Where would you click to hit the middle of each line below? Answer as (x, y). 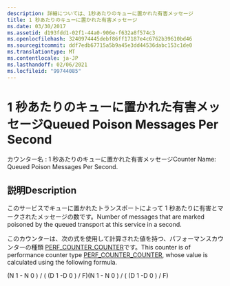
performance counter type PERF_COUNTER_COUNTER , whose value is (107, 255)
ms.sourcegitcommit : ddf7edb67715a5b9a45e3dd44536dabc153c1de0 (100, 45)
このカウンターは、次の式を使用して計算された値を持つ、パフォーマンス (109, 239)
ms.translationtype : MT (41, 52)
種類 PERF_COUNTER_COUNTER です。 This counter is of (111, 247)
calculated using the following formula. (62, 263)
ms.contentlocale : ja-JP (43, 58)
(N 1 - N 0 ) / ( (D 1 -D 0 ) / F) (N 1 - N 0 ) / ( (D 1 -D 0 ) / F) (88, 276)
